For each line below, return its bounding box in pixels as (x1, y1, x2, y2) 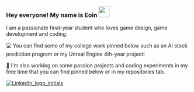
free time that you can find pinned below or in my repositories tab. (6, 68, 165, 76)
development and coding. (6, 30, 68, 38)
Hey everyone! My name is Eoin (6, 11, 98, 19)
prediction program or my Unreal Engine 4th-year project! (6, 50, 145, 58)
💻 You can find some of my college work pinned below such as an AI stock (6, 42, 188, 49)
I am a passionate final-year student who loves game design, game (6, 24, 168, 32)
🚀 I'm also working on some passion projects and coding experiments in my (6, 62, 188, 69)
